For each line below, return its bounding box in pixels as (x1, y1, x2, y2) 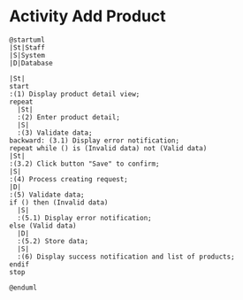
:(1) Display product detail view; (9, 89, 140, 98)
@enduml (9, 283, 38, 292)
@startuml (9, 35, 46, 44)
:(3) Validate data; (17, 128, 93, 137)
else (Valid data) (9, 221, 77, 230)
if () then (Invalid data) (9, 197, 109, 207)
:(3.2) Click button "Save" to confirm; (9, 159, 161, 168)
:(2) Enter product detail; (17, 112, 121, 121)
